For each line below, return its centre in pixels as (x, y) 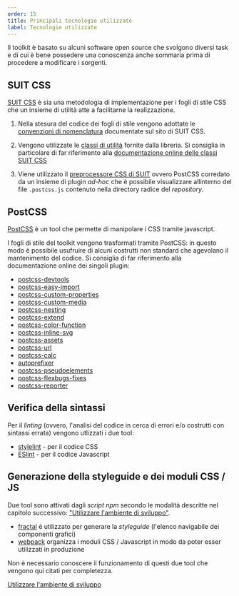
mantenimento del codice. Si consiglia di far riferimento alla (95, 258)
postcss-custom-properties (58, 294)
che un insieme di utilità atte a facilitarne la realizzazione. (91, 110)
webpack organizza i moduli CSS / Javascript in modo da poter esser (119, 541)
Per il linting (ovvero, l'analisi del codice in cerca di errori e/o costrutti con (116, 425)
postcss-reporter (43, 385)
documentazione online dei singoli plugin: (68, 266)
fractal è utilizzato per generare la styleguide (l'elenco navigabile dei (118, 526)
